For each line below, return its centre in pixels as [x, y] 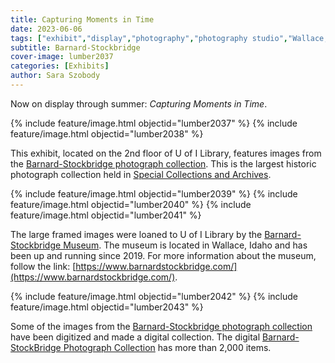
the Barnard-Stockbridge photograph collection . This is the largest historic [163, 163]
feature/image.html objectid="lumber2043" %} [107, 307]
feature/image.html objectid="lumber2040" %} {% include [131, 204]
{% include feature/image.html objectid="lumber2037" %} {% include [154, 123]
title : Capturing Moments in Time [82, 19]
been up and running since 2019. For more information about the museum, [163, 255]
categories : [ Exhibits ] [60, 66]
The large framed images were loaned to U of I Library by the [136, 234]
